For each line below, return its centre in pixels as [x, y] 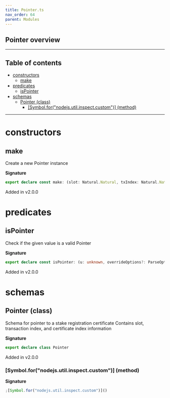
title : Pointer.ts [25, 10]
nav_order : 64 [20, 15]
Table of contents [33, 63]
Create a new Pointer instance [37, 163]
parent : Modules [22, 19]
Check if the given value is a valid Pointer [48, 243]
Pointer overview [33, 40]
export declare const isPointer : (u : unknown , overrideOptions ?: [75, 262]
